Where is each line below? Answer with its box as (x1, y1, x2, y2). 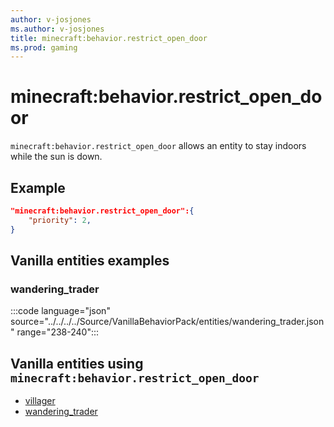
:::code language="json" (10, 305, 111, 317)
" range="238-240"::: (10, 326, 100, 338)
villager (24, 395, 56, 407)
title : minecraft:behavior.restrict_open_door (10, 33, 208, 43)
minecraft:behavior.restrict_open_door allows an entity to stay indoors (10, 140, 307, 152)
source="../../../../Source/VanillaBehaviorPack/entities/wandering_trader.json (10, 316, 325, 328)
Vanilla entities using (10, 355, 144, 372)
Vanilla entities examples (10, 252, 170, 270)
